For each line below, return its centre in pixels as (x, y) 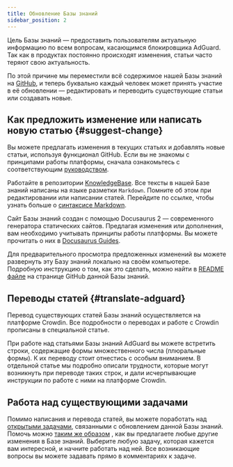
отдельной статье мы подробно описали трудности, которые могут (108, 365)
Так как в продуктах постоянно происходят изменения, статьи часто (110, 55)
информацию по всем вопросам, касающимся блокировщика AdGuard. (114, 47)
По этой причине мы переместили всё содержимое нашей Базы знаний (115, 76)
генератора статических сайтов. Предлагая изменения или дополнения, (115, 226)
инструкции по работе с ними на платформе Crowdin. (87, 381)
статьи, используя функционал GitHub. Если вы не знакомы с (98, 155)
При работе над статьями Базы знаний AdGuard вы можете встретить (111, 343)
